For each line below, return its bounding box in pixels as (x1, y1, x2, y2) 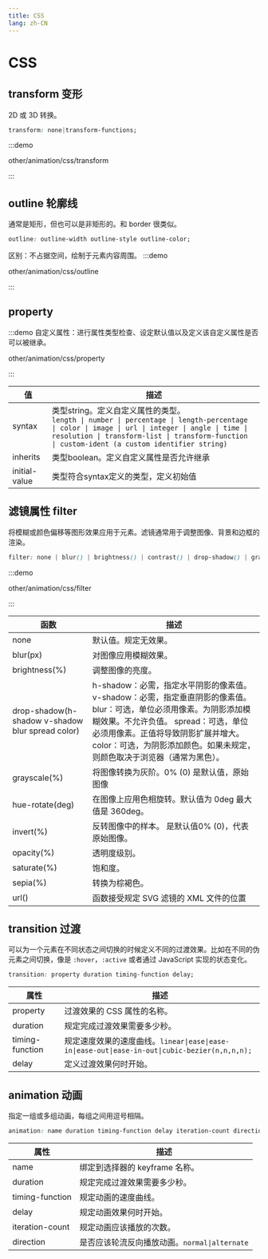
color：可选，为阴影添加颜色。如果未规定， (92, 739, 255, 751)
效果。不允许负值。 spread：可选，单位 (100, 715, 249, 727)
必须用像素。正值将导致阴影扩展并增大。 (92, 727, 245, 739)
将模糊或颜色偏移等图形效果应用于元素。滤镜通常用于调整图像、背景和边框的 (8, 527, 260, 536)
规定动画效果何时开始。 (79, 1206, 167, 1217)
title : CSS (8, 11, 45, 20)
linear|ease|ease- (160, 1037, 230, 1046)
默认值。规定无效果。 (92, 635, 173, 646)
